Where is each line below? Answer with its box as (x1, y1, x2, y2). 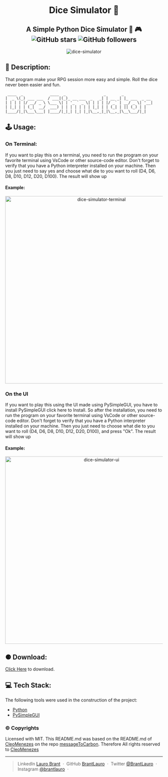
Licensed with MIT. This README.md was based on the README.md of (5, 736, 152, 742)
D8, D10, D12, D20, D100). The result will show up (5, 173, 107, 179)
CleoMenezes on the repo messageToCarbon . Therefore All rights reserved (5, 741, 160, 747)
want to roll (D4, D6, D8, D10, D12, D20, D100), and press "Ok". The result (5, 428, 156, 434)
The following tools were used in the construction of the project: (5, 697, 137, 703)
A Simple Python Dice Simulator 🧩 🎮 (26, 25, 142, 33)
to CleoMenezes (5, 746, 39, 752)
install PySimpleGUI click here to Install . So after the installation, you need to (5, 407, 162, 413)
